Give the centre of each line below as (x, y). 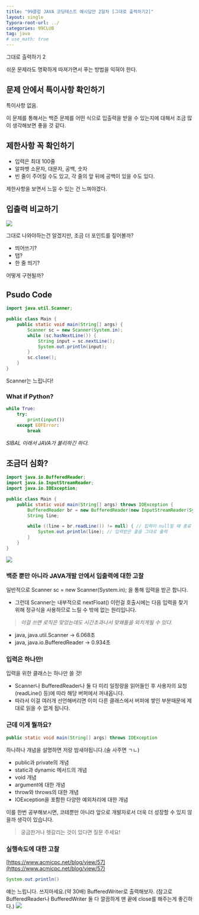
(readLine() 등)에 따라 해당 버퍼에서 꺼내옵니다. (69, 693)
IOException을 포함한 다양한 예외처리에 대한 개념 (71, 799)
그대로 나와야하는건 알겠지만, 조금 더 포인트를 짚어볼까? (70, 235)
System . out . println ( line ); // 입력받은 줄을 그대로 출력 (102, 532)
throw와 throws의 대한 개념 (46, 792)
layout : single (25, 17)
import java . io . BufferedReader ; (46, 477)
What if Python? (30, 396)
